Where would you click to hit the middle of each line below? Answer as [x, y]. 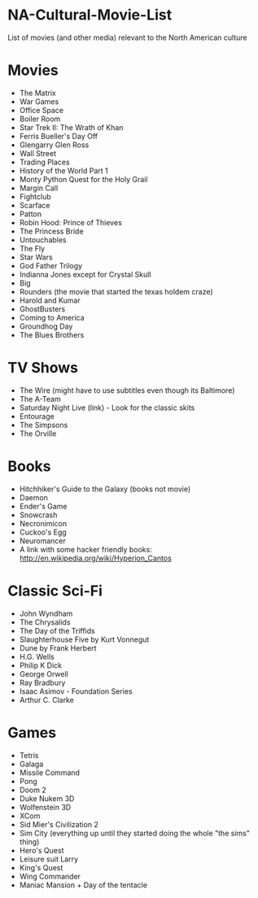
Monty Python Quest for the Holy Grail [83, 179]
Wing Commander [50, 876]
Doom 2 [33, 790]
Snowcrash [38, 515]
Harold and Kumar [50, 300]
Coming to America [52, 317]
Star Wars [36, 257]
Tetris [29, 755]
